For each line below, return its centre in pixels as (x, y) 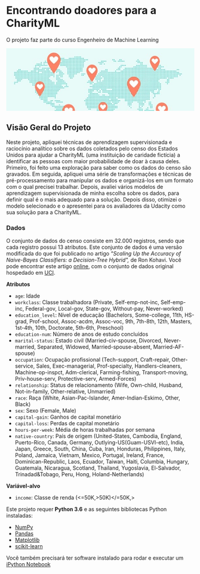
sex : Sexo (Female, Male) (45, 410)
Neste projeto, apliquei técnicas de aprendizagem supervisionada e (89, 142)
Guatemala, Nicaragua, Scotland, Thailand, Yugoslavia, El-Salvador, (98, 468)
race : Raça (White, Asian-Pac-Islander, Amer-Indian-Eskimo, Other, (97, 398)
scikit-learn (29, 546)
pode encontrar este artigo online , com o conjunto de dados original (90, 266)
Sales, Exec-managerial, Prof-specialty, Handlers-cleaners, (109, 366)
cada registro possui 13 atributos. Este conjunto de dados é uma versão (94, 247)
